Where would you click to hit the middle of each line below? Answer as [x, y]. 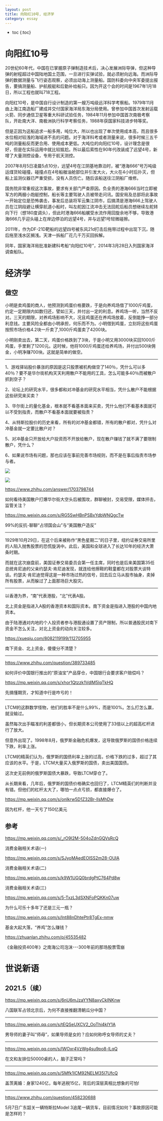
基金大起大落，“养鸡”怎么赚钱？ [37, 927]
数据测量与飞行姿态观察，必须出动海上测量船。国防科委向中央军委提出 [83, 80]
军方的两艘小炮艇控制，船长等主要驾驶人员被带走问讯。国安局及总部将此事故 [81, 195]
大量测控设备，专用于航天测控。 [45, 156]
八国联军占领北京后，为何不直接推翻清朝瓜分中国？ [56, 1010]
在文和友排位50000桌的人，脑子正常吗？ [46, 1059]
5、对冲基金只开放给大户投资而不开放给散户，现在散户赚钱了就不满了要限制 [81, 439]
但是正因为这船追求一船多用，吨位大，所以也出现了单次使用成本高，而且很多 [81, 131]
